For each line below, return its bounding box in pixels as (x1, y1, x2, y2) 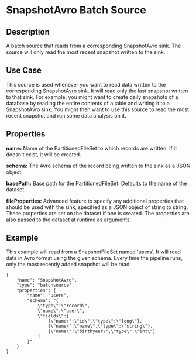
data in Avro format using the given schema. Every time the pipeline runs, (6, 255, 183, 262)
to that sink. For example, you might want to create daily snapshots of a (6, 93, 178, 100)
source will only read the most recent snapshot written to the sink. (6, 49, 166, 56)
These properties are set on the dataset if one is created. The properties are (6, 210, 190, 217)
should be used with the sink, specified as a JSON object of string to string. (6, 203, 188, 211)
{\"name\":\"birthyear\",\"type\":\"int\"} (47, 328, 156, 334)
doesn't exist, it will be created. (6, 150, 81, 158)
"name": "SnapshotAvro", (16, 277, 77, 283)
